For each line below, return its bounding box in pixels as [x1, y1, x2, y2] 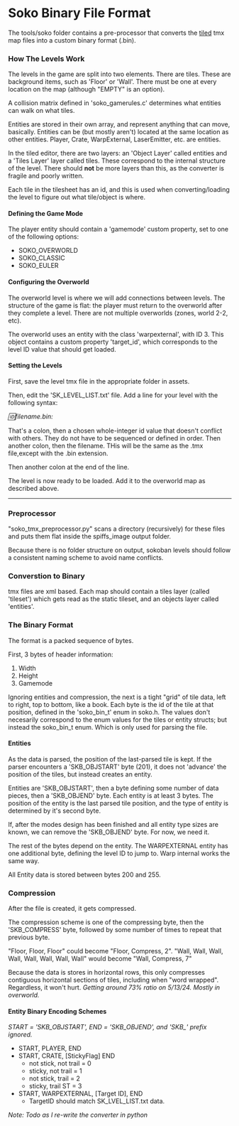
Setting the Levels [8, 361, 62, 370]
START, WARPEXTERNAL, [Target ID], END [18, 1089, 143, 1098]
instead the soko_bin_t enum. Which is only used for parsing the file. [8, 722, 208, 731]
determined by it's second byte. [8, 806, 101, 815]
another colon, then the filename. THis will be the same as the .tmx [8, 441, 204, 450]
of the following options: [8, 232, 79, 241]
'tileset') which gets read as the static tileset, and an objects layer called [8, 595, 219, 603]
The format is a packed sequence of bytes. [8, 636, 134, 644]
